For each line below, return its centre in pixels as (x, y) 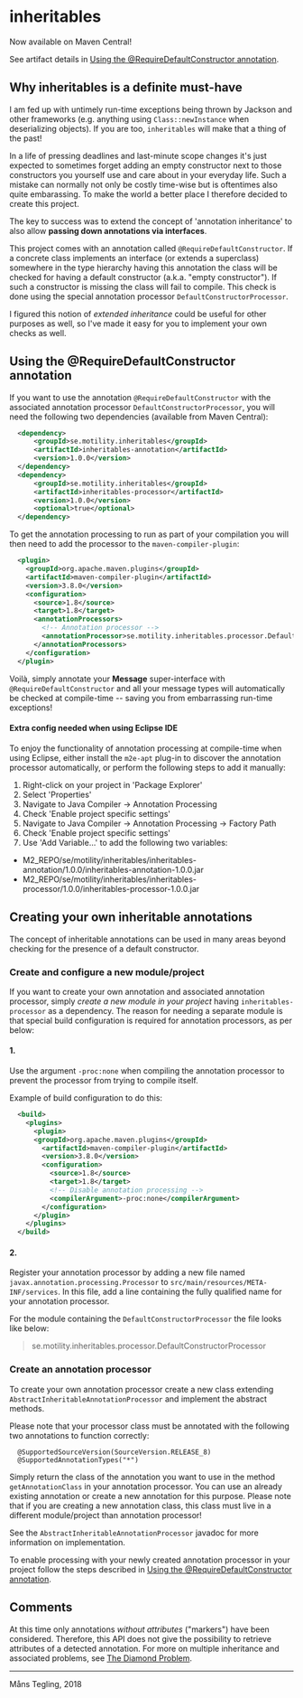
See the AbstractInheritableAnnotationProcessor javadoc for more (134, 1533)
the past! (26, 138)
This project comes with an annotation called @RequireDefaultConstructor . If (151, 248)
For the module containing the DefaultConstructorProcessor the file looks (146, 1319)
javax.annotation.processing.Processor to (89, 1282)
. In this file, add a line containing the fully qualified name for (170, 1292)
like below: (29, 1328)
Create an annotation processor (80, 1369)
